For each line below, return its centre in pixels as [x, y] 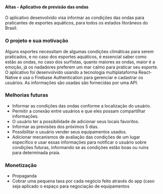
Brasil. [11, 28]
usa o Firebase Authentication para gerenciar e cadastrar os [83, 77]
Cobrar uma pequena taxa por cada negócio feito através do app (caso [83, 181]
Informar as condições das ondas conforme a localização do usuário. [81, 106]
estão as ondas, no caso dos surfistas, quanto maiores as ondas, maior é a [80, 62]
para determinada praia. [36, 152]
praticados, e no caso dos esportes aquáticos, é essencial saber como [76, 57]
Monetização [21, 165]
